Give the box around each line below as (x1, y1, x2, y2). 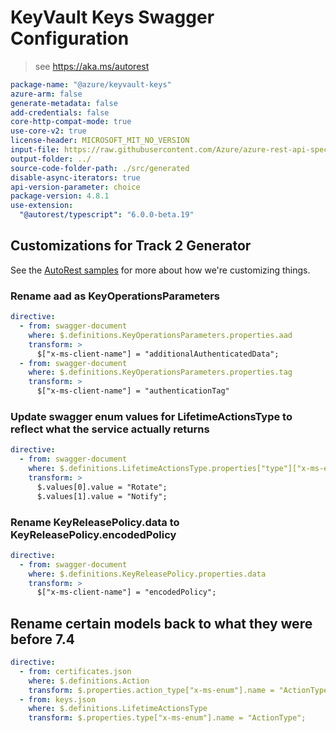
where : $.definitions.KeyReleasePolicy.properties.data (28, 569, 267, 579)
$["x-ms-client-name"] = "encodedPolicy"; (36, 587, 217, 598)
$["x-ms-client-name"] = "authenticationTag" (36, 386, 230, 396)
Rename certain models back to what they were (10, 615, 313, 632)
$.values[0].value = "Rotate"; (36, 482, 168, 492)
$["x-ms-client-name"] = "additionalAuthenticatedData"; (36, 349, 280, 359)
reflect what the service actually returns (10, 422, 210, 436)
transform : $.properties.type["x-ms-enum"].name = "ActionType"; (28, 713, 307, 723)
